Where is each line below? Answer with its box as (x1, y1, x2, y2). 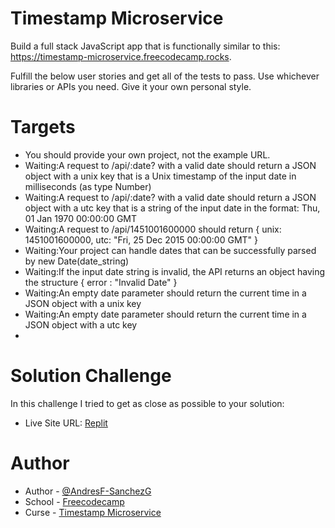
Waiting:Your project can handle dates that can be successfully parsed (24, 244, 317, 256)
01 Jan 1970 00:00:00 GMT (24, 212, 138, 224)
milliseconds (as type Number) (24, 180, 152, 192)
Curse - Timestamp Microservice (24, 506, 162, 518)
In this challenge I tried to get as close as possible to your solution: (10, 397, 285, 409)
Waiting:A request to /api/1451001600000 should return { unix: (24, 223, 282, 235)
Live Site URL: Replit (24, 417, 108, 429)
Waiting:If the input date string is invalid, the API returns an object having (24, 265, 326, 277)
